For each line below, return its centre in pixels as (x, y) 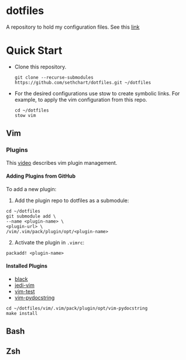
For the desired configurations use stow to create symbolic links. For (97, 93)
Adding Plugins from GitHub (41, 176)
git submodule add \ (31, 216)
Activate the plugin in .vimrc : (49, 242)
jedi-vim (25, 285)
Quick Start (34, 51)
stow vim (25, 115)
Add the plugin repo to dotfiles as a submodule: (72, 200)
